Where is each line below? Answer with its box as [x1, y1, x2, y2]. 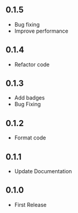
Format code [14, 134, 46, 141]
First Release [14, 201, 47, 208]
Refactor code [14, 60, 50, 68]
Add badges [14, 94, 45, 101]
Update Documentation [14, 168, 73, 175]
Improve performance [14, 27, 68, 34]
